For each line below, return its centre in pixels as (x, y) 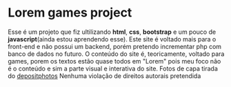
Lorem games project (70, 13)
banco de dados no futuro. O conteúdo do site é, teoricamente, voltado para (116, 54)
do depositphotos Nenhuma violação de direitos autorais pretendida (104, 76)
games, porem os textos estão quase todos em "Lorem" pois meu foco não (114, 61)
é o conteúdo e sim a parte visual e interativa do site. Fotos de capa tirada (113, 68)
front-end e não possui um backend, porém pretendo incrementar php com (115, 46)
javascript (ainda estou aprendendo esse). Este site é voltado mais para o (112, 39)
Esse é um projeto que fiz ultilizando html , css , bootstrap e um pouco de (112, 32)
